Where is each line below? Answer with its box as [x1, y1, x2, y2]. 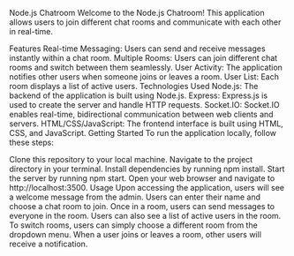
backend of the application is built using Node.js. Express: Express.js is [9, 90, 268, 101]
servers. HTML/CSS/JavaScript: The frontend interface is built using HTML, [9, 118, 284, 129]
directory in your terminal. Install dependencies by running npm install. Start [9, 163, 285, 174]
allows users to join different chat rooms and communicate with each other [9, 17, 282, 27]
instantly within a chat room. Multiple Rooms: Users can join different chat [9, 53, 278, 63]
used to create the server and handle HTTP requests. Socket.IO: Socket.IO [9, 100, 280, 109]
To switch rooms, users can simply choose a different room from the [9, 220, 258, 230]
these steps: [9, 137, 55, 147]
